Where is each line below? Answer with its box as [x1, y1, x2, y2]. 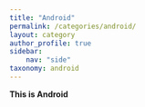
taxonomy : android [9, 64, 79, 73]
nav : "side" [26, 55, 71, 64]
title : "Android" [9, 13, 76, 23]
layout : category [9, 30, 76, 39]
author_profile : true [9, 38, 92, 48]
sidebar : [9, 47, 43, 56]
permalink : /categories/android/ [9, 22, 137, 31]
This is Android [9, 88, 68, 100]
